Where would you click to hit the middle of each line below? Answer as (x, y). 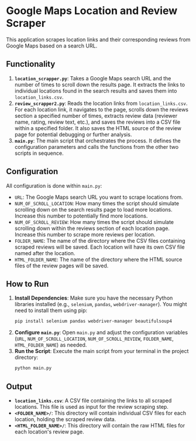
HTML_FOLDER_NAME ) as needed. (51, 345)
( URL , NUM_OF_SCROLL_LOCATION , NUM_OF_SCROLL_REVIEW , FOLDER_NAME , (94, 339)
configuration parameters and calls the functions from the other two (97, 147)
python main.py (33, 368)
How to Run (27, 284)
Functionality (31, 64)
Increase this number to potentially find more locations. (81, 216)
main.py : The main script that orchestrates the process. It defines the (97, 140)
